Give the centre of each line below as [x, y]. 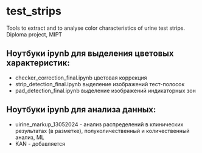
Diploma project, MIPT [34, 34]
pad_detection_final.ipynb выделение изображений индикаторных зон [105, 90]
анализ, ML [30, 137]
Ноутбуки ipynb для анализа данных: [81, 110]
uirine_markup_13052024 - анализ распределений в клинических [99, 124]
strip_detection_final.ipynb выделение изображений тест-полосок [100, 84]
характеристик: [38, 63]
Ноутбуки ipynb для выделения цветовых [90, 54]
